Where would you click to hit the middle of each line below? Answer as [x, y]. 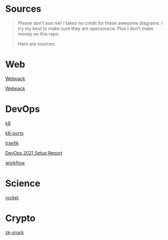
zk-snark [15, 232]
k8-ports [15, 133]
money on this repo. [39, 34]
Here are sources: [37, 43]
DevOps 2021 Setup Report [34, 153]
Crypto [20, 218]
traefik [12, 143]
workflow [15, 163]
